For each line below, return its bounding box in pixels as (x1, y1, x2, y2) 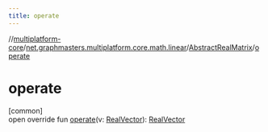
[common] (8, 105, 43, 115)
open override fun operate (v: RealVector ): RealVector (8, 114, 186, 124)
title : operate (8, 11, 60, 20)
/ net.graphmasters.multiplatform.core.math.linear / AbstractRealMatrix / (23, 42, 256, 52)
